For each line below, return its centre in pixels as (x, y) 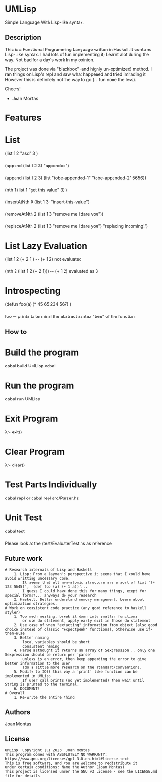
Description (23, 38)
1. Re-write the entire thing (44, 697)
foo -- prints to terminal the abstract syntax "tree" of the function (70, 316)
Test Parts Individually (51, 485)
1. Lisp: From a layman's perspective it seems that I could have (82, 574)
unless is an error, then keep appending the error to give (84, 659)
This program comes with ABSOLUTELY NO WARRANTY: (56, 754)
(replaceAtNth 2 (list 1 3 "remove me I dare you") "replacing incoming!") (77, 226)
